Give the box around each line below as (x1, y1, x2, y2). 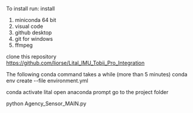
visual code (14, 23, 43, 30)
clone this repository (6, 53, 56, 60)
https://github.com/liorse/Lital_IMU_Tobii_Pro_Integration (6, 59, 145, 66)
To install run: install (6, 5, 55, 12)
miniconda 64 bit (14, 17, 56, 23)
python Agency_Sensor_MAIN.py (6, 100, 87, 107)
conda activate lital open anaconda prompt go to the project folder (6, 89, 169, 95)
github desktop (14, 29, 52, 36)
